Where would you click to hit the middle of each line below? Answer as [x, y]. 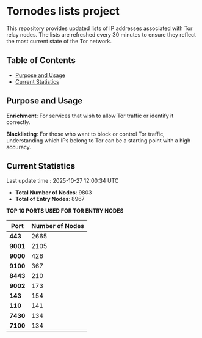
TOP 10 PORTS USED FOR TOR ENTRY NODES [65, 211]
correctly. [18, 122]
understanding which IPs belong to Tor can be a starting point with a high [99, 140]
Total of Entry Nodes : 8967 [50, 199]
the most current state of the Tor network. [59, 41]
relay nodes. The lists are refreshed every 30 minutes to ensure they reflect [101, 34]
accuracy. [19, 147]
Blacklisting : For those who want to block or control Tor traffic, [85, 134]
